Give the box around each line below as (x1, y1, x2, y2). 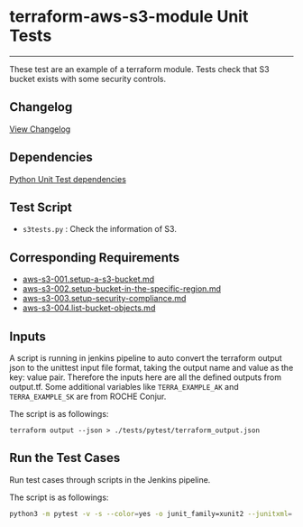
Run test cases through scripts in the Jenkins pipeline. (9, 474, 211, 485)
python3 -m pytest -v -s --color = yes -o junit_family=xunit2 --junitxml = (9, 509, 293, 518)
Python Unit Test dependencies (9, 173, 126, 184)
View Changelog (9, 124, 71, 134)
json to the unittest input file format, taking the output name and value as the (9, 363, 294, 373)
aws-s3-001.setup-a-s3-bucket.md (22, 273, 155, 285)
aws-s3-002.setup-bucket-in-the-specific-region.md (22, 283, 221, 294)
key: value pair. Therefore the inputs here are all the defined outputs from (9, 372, 282, 383)
